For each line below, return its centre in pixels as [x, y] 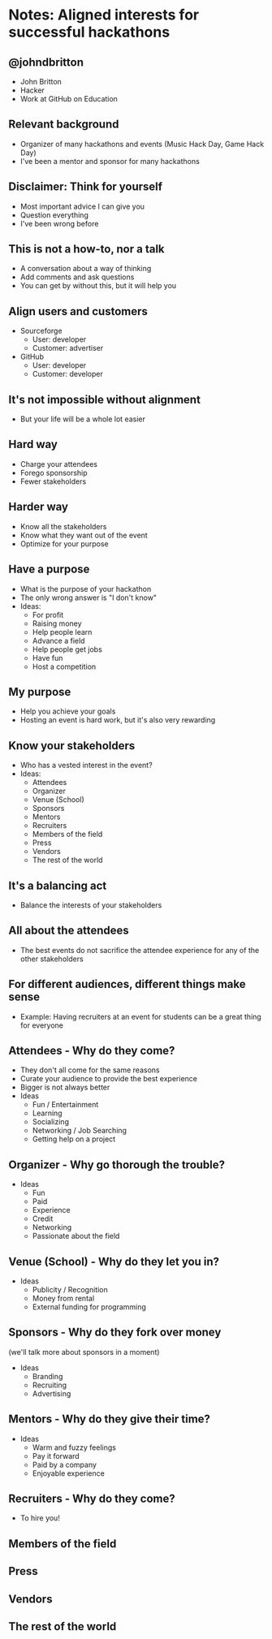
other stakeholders [52, 959]
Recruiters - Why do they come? [92, 1499]
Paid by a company [65, 1464]
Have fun [47, 658]
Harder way [39, 507]
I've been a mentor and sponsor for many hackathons [110, 161]
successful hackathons [89, 32]
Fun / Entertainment [65, 1105]
